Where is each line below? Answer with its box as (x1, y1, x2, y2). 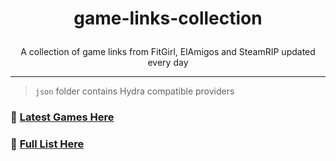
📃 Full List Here (10, 137, 85, 151)
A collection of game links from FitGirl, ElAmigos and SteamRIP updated (20, 46, 316, 58)
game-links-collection (73, 7, 263, 30)
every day (147, 57, 189, 69)
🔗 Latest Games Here (10, 110, 115, 124)
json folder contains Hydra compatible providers (34, 85, 235, 97)
